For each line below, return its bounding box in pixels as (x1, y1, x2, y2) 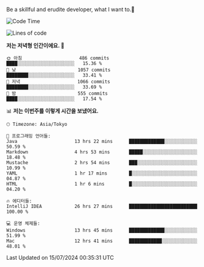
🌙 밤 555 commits (6, 91, 108, 97)
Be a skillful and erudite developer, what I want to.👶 (6, 6, 135, 13)
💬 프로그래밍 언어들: (6, 133, 51, 139)
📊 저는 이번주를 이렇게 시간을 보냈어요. (6, 107, 99, 114)
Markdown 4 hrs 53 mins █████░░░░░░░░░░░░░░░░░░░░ (6, 149, 198, 155)
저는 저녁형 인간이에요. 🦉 (6, 42, 65, 49)
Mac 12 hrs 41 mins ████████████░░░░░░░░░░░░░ (6, 238, 198, 244)
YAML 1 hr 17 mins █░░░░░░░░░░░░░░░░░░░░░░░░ (6, 170, 198, 176)
